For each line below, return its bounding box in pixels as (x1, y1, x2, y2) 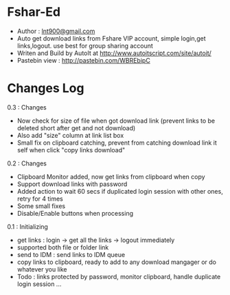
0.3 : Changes (7, 103, 47, 111)
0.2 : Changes (7, 159, 47, 167)
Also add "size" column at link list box (16, 131, 124, 139)
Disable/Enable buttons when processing (16, 209, 134, 217)
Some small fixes (16, 201, 66, 210)
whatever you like (16, 265, 67, 273)
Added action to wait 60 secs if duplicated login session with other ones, (16, 187, 223, 195)
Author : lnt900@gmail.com (16, 27, 95, 35)
